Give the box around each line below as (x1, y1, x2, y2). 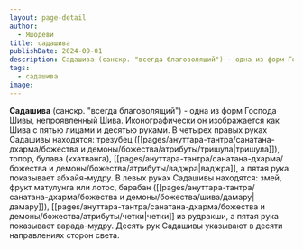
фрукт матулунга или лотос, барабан (9, 181, 151, 192)
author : (9, 22, 39, 31)
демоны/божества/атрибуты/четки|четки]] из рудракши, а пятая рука (9, 210, 280, 221)
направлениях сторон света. (9, 229, 120, 240)
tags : (9, 64, 30, 73)
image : (9, 80, 34, 89)
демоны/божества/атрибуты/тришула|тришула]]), (87, 143, 280, 154)
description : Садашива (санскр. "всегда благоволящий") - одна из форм (9, 55, 284, 64)
